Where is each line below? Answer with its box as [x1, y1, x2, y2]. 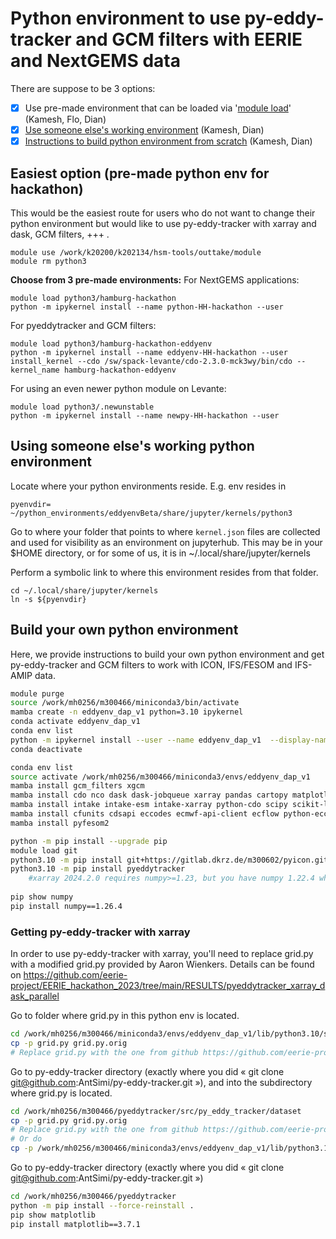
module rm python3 [10, 256, 87, 266]
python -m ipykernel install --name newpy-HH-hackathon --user [10, 410, 280, 421]
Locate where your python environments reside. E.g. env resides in [10, 480, 287, 492]
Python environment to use [10, 7, 241, 30]
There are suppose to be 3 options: [10, 82, 156, 94]
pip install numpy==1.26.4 [10, 901, 123, 911]
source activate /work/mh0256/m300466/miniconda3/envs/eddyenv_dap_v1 [10, 772, 311, 782]
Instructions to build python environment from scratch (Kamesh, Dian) [24, 135, 313, 147]
